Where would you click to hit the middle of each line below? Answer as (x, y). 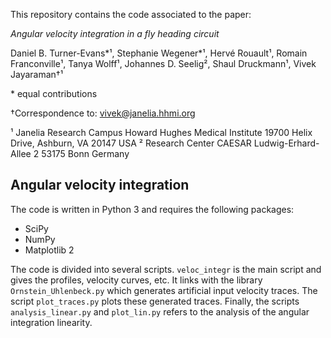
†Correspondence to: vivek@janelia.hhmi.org (103, 113)
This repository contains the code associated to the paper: (131, 14)
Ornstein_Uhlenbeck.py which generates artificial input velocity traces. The (164, 290)
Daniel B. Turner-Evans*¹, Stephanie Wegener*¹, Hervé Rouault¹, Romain (159, 53)
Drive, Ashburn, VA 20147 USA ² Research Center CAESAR (131, 143)
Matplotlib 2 (49, 250)
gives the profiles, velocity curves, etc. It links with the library (136, 280)
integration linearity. (51, 322)
